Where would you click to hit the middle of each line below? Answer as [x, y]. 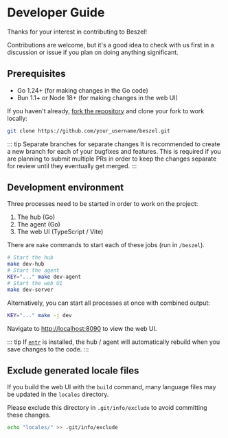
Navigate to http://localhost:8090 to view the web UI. [82, 328]
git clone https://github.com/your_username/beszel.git [89, 131]
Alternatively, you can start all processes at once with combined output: [109, 303]
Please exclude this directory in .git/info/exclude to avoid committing [107, 408]
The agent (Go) [38, 224]
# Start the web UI [35, 283]
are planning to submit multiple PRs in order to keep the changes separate [112, 159]
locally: [17, 118]
